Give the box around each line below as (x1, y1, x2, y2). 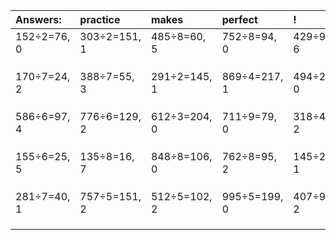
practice (79, 13, 121, 26)
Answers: (15, 13, 62, 26)
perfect (221, 13, 258, 26)
